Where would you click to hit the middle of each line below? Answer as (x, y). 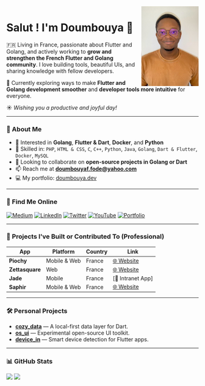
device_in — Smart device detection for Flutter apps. (82, 340)
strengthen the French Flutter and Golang (60, 58)
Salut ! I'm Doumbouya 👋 (70, 28)
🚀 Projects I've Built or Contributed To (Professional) (85, 236)
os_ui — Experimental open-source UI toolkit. (72, 333)
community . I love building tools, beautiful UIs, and (71, 64)
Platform (63, 252)
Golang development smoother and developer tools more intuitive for (96, 89)
